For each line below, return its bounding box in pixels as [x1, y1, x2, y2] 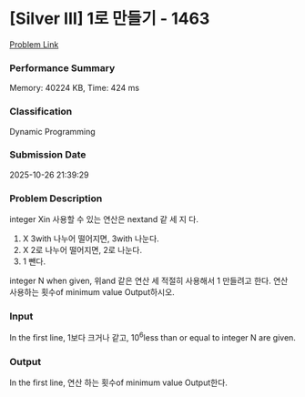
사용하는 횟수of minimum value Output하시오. [9, 287, 175, 298]
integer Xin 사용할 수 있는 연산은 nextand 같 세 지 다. [9, 214, 198, 225]
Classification [9, 106, 73, 118]
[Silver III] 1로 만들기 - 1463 [9, 8, 210, 29]
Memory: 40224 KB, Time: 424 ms [9, 83, 139, 94]
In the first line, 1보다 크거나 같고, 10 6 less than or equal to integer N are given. [9, 331, 296, 343]
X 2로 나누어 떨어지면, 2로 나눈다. [22, 245, 143, 256]
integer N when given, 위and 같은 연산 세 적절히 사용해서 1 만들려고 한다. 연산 [9, 275, 289, 287]
